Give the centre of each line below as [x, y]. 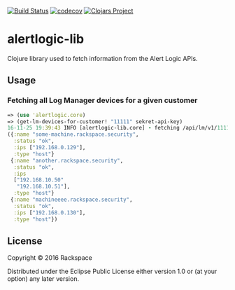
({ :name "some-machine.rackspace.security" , [73, 134]
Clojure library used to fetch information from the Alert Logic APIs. [102, 58]
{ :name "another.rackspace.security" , [67, 160]
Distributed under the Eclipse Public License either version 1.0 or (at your [112, 271]
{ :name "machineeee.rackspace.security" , [71, 200]
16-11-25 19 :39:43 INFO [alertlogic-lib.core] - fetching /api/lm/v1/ [112, 128]
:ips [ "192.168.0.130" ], [50, 213]
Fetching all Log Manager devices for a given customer [102, 100]
